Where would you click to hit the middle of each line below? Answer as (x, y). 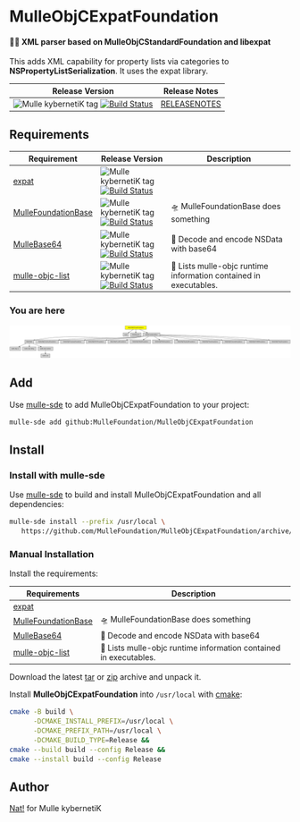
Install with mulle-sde (57, 475)
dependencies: (37, 504)
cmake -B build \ (42, 712)
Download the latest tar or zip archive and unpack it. (105, 677)
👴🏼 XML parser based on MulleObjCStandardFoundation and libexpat (140, 41)
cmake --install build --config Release (86, 759)
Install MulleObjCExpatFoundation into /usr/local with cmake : (126, 694)
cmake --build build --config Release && (87, 750)
